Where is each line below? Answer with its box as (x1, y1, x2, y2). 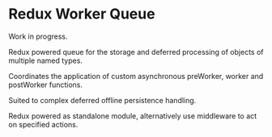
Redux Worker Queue (8, 5, 155, 23)
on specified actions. (8, 119, 79, 129)
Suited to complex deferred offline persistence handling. (8, 95, 197, 105)
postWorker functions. (8, 80, 83, 89)
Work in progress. (8, 31, 68, 41)
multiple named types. (8, 56, 83, 65)
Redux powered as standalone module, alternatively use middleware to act (8, 110, 257, 121)
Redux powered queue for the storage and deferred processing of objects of (8, 47, 264, 56)
